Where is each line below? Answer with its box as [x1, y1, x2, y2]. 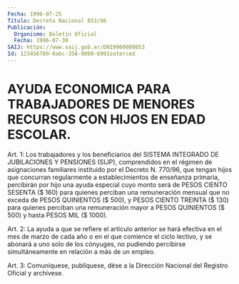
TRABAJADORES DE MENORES [7, 96, 195, 113]
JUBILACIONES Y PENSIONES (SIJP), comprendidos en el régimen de [7, 158, 213, 166]
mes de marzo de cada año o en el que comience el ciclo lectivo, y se [7, 232, 213, 240]
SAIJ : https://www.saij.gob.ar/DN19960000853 [7, 44, 145, 51]
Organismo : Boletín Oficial [14, 30, 98, 38]
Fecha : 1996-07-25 [7, 10, 62, 18]
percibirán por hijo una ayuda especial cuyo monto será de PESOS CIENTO [7, 180, 228, 189]
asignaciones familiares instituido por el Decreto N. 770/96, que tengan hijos [7, 165, 233, 173]
